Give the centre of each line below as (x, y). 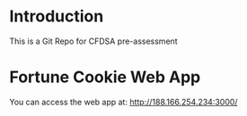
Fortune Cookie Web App (105, 77)
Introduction (57, 17)
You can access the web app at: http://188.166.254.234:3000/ (123, 102)
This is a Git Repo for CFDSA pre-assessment (93, 41)
